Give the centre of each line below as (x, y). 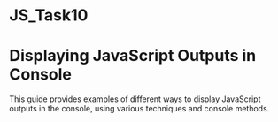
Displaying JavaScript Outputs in (133, 56)
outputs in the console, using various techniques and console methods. (139, 109)
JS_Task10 (49, 15)
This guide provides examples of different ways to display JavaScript (135, 99)
